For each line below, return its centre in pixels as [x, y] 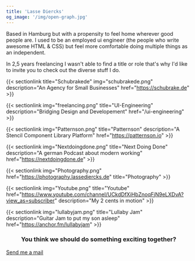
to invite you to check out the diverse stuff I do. [63, 70]
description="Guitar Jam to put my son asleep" [63, 218]
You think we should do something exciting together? [99, 239]
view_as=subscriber [30, 201]
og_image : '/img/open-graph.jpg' [47, 17]
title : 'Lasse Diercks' [35, 11]
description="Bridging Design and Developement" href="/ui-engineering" [95, 111]
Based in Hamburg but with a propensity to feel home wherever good [90, 33]
